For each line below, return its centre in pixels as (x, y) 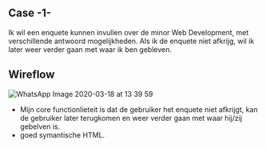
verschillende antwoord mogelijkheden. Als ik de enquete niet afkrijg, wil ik (131, 41)
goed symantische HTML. (62, 134)
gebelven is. (40, 126)
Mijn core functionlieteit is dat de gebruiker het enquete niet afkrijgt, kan (139, 109)
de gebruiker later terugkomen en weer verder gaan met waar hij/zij (131, 118)
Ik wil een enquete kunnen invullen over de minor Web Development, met (129, 32)
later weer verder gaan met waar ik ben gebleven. (90, 49)
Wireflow (32, 75)
